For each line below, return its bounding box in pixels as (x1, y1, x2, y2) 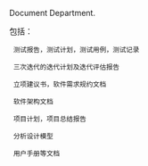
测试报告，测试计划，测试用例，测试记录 (12, 46, 140, 54)
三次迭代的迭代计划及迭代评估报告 (12, 62, 120, 71)
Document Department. (9, 8, 96, 18)
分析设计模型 (12, 132, 53, 141)
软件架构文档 (12, 97, 53, 106)
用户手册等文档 (12, 149, 61, 158)
